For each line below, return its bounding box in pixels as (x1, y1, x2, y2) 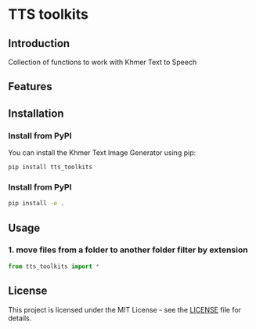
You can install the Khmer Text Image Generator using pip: (8, 148, 197, 157)
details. (8, 313, 32, 323)
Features (8, 80, 52, 93)
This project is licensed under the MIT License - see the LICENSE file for (8, 305, 241, 314)
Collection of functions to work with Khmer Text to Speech (8, 57, 197, 67)
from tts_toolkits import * (8, 262, 100, 270)
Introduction (8, 37, 70, 50)
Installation (8, 107, 64, 120)
